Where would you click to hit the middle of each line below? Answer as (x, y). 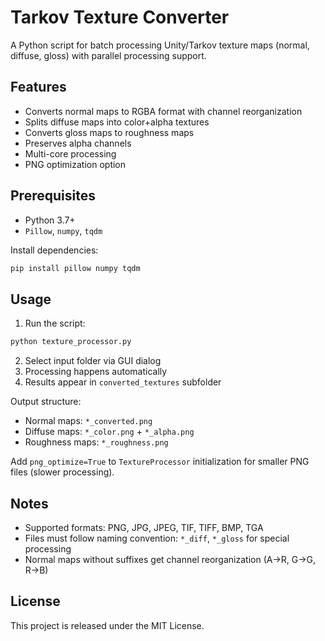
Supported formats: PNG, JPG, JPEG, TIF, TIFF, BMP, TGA (144, 527)
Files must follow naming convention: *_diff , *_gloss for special (157, 538)
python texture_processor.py (71, 342)
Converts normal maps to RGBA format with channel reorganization (163, 111)
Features (38, 87)
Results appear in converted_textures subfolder (123, 382)
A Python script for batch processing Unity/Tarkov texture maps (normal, (160, 45)
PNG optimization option (75, 164)
